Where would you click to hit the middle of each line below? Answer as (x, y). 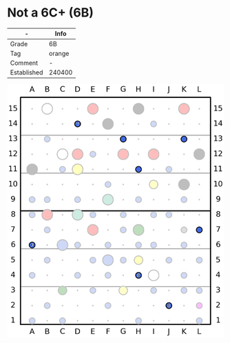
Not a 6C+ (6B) (51, 13)
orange (59, 53)
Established (27, 72)
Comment (24, 63)
